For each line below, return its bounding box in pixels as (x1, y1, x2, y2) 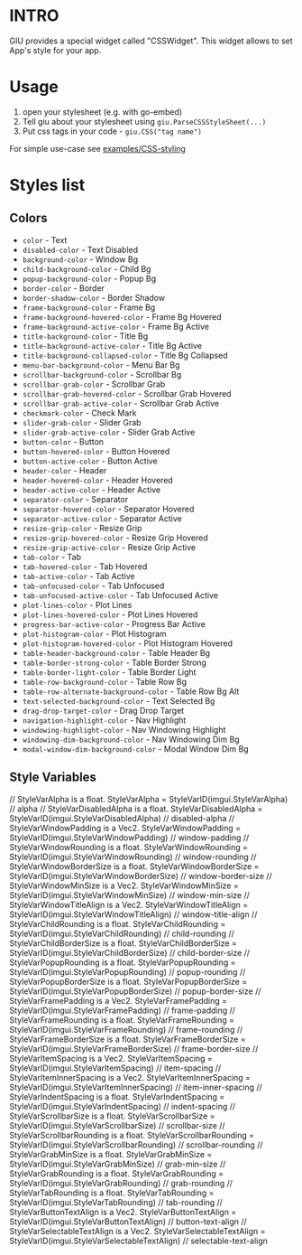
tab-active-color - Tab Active (22, 570, 135, 581)
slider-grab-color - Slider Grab (22, 417, 142, 427)
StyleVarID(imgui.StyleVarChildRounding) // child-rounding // (9, 928, 234, 939)
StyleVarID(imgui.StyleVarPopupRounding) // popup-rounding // (9, 966, 246, 977)
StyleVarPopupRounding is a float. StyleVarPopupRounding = (9, 957, 236, 968)
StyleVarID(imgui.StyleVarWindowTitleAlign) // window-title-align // (9, 909, 258, 920)
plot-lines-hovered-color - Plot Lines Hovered (22, 609, 198, 620)
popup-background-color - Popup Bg (22, 273, 156, 284)
